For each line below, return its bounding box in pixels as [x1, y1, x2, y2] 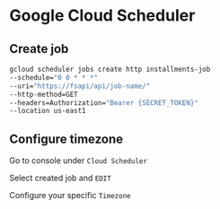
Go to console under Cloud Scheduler [9, 155, 148, 166]
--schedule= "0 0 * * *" [9, 73, 99, 82]
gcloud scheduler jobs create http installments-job [9, 65, 211, 74]
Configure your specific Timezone [9, 190, 132, 201]
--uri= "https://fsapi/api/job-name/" [9, 82, 151, 91]
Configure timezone [9, 131, 124, 146]
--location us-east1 [9, 107, 87, 116]
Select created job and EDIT [9, 172, 112, 184]
